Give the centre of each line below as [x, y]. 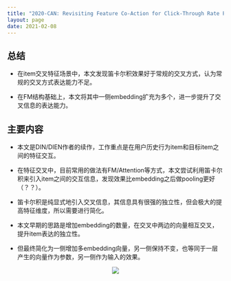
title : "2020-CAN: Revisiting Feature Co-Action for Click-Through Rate [113, 13]
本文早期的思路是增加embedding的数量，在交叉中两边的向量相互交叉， [118, 225]
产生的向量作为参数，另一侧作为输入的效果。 [80, 257]
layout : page [26, 20]
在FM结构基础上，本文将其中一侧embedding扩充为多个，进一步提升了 [116, 97]
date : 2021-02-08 [32, 26]
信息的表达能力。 [47, 105]
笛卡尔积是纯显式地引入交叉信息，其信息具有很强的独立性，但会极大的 [117, 202]
